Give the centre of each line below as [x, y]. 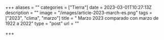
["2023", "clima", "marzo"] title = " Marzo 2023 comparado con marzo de [82, 18]
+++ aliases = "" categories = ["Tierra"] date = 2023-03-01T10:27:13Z [79, 7]
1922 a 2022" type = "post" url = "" [42, 23]
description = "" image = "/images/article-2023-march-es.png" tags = [79, 13]
